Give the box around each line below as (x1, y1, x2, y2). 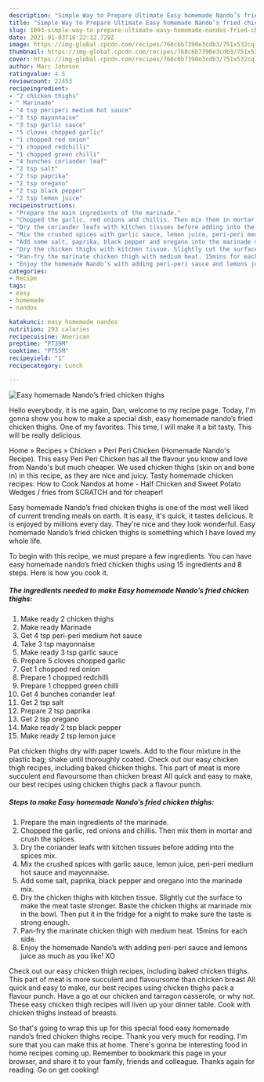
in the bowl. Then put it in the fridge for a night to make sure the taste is (20, 909, 252, 919)
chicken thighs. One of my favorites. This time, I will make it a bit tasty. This (9, 422, 252, 431)
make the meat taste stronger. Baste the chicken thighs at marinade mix (20, 900, 252, 910)
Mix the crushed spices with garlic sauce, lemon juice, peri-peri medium (20, 859, 254, 868)
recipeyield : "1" (9, 354, 66, 362)
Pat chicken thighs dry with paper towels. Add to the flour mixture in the (9, 746, 241, 755)
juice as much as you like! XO (20, 951, 116, 960)
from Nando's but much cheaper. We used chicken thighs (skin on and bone (9, 462, 255, 471)
